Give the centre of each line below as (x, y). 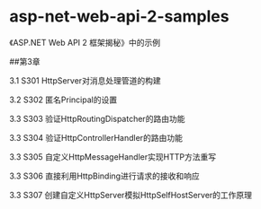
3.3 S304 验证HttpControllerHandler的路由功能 (96, 137)
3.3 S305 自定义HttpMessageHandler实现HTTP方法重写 (113, 157)
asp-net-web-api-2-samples (119, 17)
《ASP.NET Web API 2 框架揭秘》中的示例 (85, 42)
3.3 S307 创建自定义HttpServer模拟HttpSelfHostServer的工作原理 (131, 195)
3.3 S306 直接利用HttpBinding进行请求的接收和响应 (104, 176)
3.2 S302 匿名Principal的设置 (63, 100)
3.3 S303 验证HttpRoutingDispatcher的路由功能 (97, 118)
